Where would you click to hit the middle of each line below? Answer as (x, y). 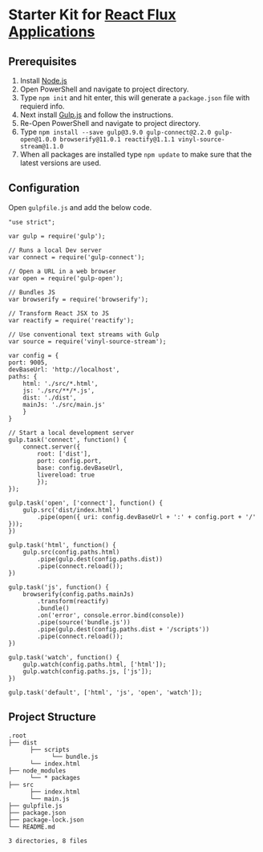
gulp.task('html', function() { (62, 545)
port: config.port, (70, 460)
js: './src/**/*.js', (59, 391)
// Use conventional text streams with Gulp (84, 335)
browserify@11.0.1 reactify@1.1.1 (117, 140)
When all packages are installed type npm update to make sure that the (136, 154)
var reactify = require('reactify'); (71, 320)
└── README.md (32, 827)
